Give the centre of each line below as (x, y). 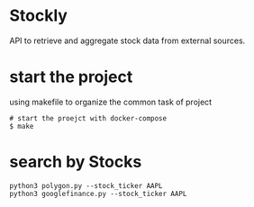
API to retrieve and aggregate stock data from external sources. (127, 40)
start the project (71, 77)
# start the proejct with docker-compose (88, 118)
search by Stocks (76, 162)
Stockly (38, 16)
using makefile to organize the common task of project (111, 102)
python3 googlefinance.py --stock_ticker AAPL (98, 193)
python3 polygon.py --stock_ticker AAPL (86, 185)
